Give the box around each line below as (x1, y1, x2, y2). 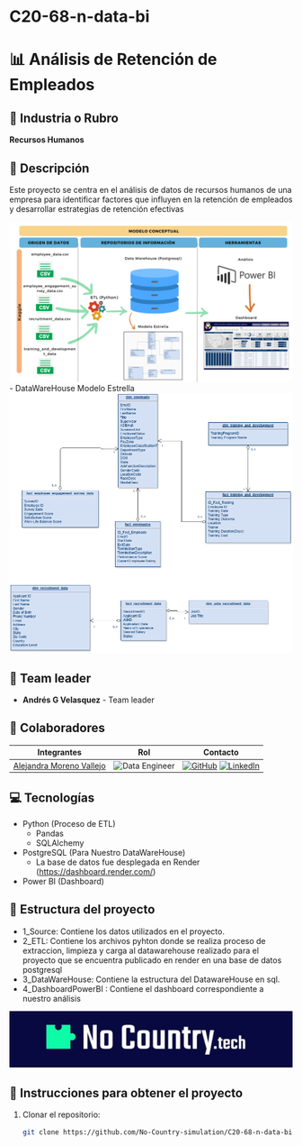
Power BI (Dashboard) (22, 876, 105, 886)
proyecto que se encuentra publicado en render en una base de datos (22, 954, 282, 966)
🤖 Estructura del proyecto (9, 902, 155, 917)
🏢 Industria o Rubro (9, 110, 119, 125)
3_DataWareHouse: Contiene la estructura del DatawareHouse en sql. (22, 974, 280, 985)
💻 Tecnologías (9, 790, 95, 805)
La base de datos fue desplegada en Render (35, 857, 200, 867)
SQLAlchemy (35, 837, 84, 848)
